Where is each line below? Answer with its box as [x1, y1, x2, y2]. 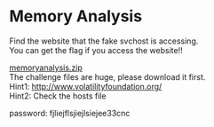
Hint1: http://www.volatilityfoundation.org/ [9, 81, 162, 91]
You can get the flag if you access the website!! [9, 44, 184, 55]
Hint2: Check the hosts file [9, 91, 107, 101]
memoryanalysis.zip [9, 62, 83, 73]
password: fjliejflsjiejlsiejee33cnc [9, 107, 131, 118]
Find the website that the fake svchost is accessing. [9, 36, 199, 46]
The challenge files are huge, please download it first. [9, 71, 206, 82]
